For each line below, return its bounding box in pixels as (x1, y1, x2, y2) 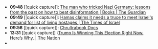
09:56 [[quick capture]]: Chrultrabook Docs (9, 25, 98, 31)
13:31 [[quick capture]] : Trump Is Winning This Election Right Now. (9, 30, 144, 35)
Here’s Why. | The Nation (9, 35, 60, 41)
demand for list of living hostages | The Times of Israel (9, 19, 120, 25)
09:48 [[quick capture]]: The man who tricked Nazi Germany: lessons (9, 4, 151, 10)
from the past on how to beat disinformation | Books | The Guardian (9, 9, 146, 15)
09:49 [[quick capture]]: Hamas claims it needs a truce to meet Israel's (9, 15, 153, 20)
